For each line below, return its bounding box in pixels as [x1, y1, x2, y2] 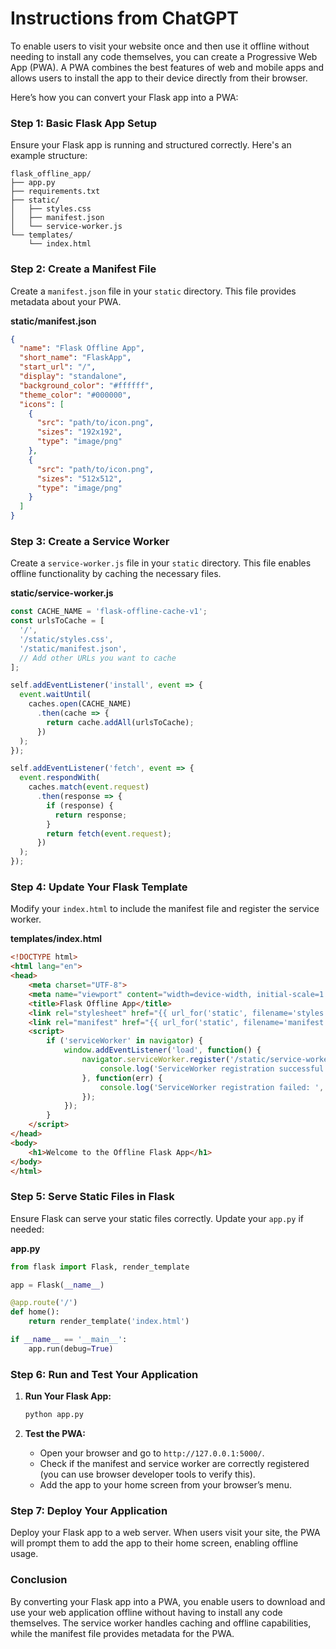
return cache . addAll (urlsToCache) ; [46, 717, 195, 727]
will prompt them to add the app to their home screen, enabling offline [10, 1537, 299, 1549]
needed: [10, 1223, 45, 1235]
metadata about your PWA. [10, 295, 122, 307]
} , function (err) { [81, 1073, 163, 1083]
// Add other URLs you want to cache [19, 653, 177, 663]
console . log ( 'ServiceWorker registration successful [99, 1063, 325, 1074]
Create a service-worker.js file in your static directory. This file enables [10, 557, 312, 569]
